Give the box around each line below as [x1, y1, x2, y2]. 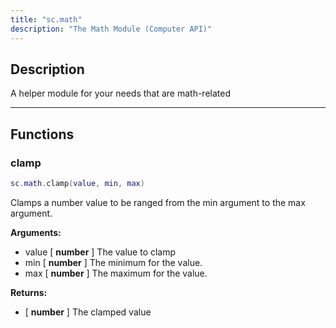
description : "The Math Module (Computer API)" [10, 24, 213, 34]
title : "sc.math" [10, 14, 83, 25]
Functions [10, 126, 75, 143]
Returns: [10, 286, 48, 298]
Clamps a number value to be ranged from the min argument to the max [10, 196, 306, 208]
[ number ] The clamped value [24, 306, 152, 318]
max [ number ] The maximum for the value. [24, 267, 208, 279]
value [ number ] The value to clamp [24, 246, 177, 258]
